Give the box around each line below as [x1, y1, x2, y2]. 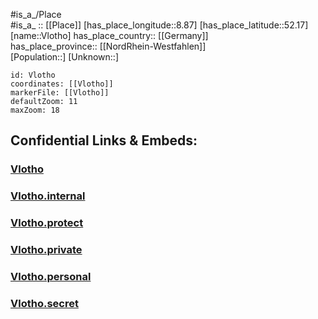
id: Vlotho [10, 70, 56, 80]
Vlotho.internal [10, 189, 86, 203]
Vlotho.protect [10, 216, 84, 230]
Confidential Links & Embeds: [10, 132, 198, 149]
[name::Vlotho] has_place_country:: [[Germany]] [10, 30, 209, 41]
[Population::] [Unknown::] [10, 51, 120, 63]
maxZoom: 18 [10, 105, 60, 115]
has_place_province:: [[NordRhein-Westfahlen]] [10, 40, 207, 52]
